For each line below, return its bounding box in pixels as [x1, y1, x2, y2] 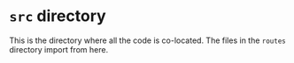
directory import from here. [9, 44, 109, 54]
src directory [9, 6, 106, 26]
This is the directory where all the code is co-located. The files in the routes [9, 35, 286, 45]
